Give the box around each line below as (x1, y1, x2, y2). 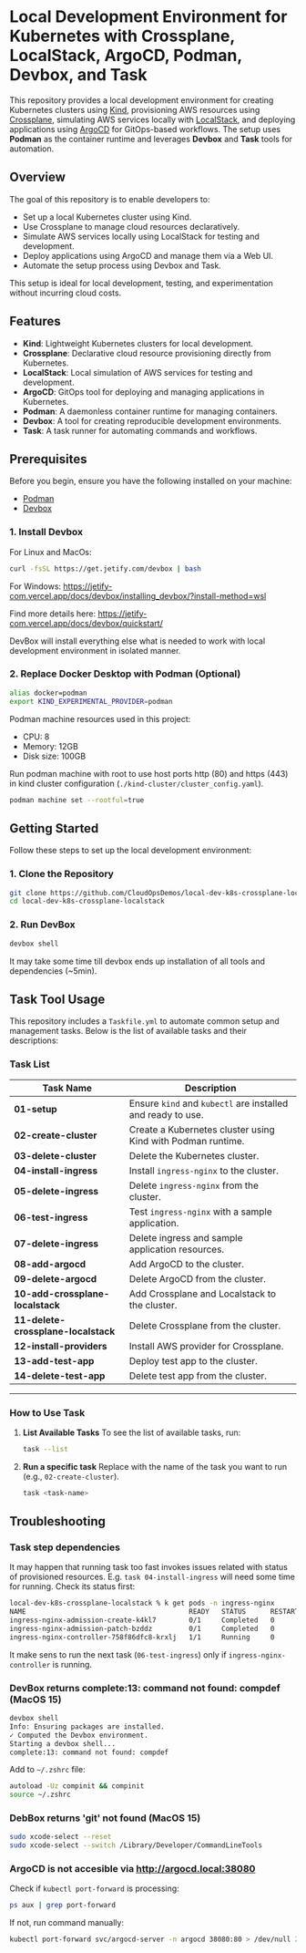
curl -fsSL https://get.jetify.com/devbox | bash (9, 563, 202, 573)
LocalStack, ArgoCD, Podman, (9, 46, 243, 66)
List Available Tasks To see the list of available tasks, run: (22, 1427, 241, 1438)
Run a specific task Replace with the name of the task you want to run (22, 1461, 288, 1472)
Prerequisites (9, 451, 87, 467)
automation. (9, 143, 55, 154)
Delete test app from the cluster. (128, 1369, 267, 1382)
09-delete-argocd (14, 1272, 97, 1285)
